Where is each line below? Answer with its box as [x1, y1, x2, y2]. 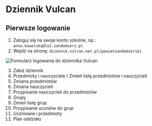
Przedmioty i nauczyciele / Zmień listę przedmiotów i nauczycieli [13, 73, 147, 79]
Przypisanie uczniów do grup [13, 105, 74, 111]
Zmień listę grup [13, 100, 47, 106]
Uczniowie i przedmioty [13, 110, 62, 116]
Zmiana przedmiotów [13, 78, 57, 84]
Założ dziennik [13, 67, 44, 73]
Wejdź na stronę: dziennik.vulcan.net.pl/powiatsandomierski [13, 48, 142, 54]
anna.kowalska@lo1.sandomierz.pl [13, 44, 84, 49]
